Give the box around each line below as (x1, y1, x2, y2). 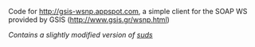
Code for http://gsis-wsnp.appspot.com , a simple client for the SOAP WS (8, 7, 248, 16)
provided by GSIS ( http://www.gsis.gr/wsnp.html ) (8, 15, 170, 24)
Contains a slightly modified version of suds (8, 31, 153, 39)
